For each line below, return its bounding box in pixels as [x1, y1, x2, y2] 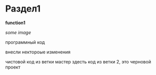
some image [5, 29, 31, 35]
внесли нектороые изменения [5, 49, 71, 55]
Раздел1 [5, 3, 41, 15]
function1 [5, 20, 25, 26]
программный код [5, 39, 45, 45]
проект [5, 64, 21, 70]
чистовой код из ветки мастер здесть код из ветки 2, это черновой [5, 58, 151, 64]
